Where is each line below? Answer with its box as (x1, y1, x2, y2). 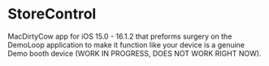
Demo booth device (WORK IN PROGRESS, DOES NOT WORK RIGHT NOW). (7, 48, 262, 58)
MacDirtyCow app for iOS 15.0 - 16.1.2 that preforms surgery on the (7, 31, 232, 41)
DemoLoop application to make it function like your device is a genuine (7, 39, 245, 49)
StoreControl (7, 5, 97, 23)
